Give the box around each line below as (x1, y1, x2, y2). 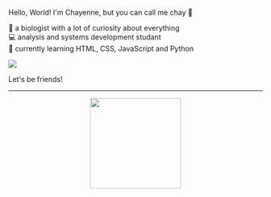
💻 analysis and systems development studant (8, 32, 161, 42)
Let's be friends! (8, 75, 63, 84)
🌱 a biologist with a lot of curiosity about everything (8, 23, 180, 32)
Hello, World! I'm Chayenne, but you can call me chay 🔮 (8, 8, 194, 17)
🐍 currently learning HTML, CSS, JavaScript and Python (8, 44, 194, 53)
